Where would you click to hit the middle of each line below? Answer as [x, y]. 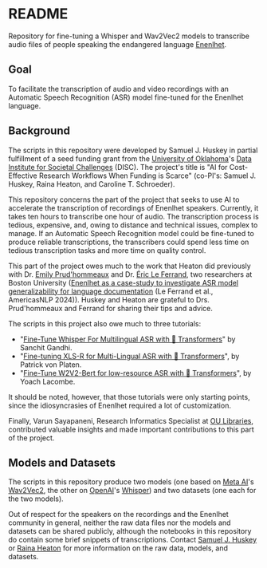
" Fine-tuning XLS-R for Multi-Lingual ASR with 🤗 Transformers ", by [130, 356]
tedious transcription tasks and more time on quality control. [107, 250]
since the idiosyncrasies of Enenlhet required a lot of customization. [120, 405]
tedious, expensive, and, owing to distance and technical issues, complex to [133, 225]
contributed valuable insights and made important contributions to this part [132, 429]
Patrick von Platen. [51, 365]
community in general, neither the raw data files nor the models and [120, 523]
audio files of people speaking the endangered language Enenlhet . [118, 44]
